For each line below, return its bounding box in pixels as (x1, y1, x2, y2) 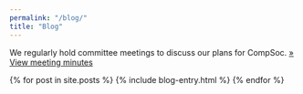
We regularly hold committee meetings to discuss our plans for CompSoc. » (9, 47, 294, 57)
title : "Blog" (9, 22, 64, 31)
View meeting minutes (9, 57, 93, 68)
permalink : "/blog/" (9, 13, 89, 23)
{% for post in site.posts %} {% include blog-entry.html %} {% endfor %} (9, 74, 285, 85)
